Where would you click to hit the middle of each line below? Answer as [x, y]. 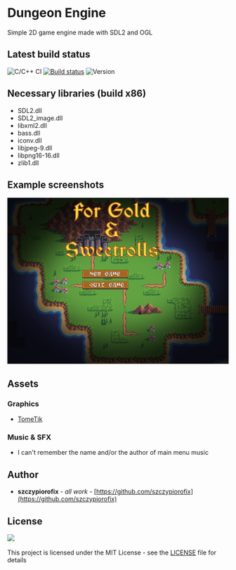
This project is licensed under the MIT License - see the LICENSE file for [112, 552]
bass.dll [29, 133]
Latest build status [49, 54]
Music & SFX [29, 437]
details [17, 559]
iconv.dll [29, 140]
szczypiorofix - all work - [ [57, 492]
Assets [23, 383]
